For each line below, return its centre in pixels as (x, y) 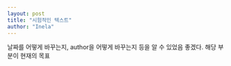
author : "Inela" (31, 26)
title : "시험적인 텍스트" (40, 20)
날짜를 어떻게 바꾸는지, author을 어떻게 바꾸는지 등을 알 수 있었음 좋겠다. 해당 (112, 47)
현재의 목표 (35, 56)
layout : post (26, 14)
